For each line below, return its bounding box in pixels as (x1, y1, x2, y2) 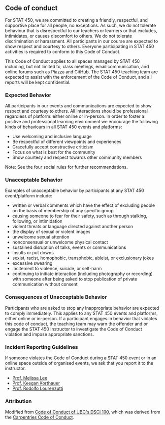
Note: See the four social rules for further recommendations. (5, 164, 128, 170)
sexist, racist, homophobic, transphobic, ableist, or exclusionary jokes (12, 255, 154, 261)
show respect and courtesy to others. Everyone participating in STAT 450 (5, 43, 154, 49)
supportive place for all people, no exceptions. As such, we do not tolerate (5, 22, 156, 28)
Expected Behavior (5, 92, 52, 98)
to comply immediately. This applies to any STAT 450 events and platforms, (5, 310, 158, 316)
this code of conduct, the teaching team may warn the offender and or (5, 321, 148, 327)
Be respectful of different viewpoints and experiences (12, 139, 122, 145)
